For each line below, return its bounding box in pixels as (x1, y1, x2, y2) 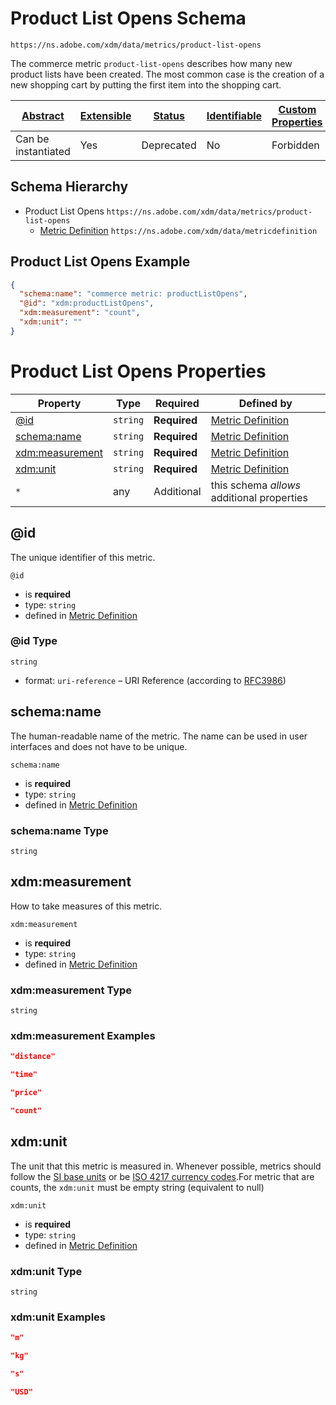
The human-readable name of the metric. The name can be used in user (10, 730, 308, 742)
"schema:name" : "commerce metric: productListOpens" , (19, 289, 248, 299)
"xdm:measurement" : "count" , (19, 308, 141, 318)
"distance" (10, 1052, 56, 1062)
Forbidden (271, 138, 320, 152)
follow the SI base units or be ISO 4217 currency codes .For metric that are (10, 1170, 315, 1182)
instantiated (15, 144, 71, 158)
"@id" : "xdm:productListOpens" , (19, 298, 155, 309)
